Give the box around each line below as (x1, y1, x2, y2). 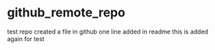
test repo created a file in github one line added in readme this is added (7, 27, 209, 36)
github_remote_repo (7, 5, 125, 21)
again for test (7, 34, 45, 42)
